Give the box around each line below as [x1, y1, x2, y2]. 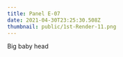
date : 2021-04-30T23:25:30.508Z [7, 17, 101, 24]
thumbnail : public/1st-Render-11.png [7, 23, 117, 30]
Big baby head [7, 42, 49, 51]
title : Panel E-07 [7, 10, 60, 17]
